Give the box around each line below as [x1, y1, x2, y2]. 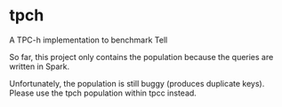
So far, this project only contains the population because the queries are [9, 51, 274, 62]
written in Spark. [9, 61, 70, 72]
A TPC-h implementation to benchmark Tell [9, 34, 168, 45]
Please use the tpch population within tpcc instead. [9, 88, 197, 98]
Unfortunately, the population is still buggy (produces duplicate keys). [9, 78, 265, 88]
